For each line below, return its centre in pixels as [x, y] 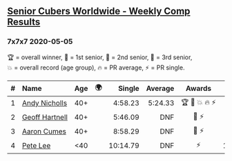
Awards [199, 89]
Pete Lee [36, 146]
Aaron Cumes [44, 131]
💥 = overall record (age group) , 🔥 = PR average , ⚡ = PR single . [96, 67]
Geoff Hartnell [45, 118]
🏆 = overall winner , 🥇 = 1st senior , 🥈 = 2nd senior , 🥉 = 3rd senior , [100, 57]
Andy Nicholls [45, 103]
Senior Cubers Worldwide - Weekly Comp [99, 11]
